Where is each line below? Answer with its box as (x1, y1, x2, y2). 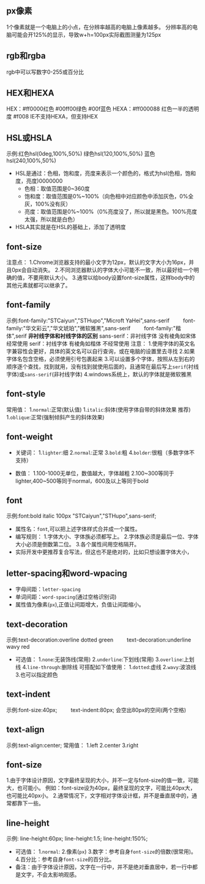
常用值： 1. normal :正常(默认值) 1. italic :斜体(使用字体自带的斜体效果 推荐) (6, 406, 191, 413)
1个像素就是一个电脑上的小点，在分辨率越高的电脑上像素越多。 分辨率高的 (6, 23, 193, 31)
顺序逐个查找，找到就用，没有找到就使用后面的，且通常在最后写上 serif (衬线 (6, 363, 199, 370)
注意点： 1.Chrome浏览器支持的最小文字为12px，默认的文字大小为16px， (6, 258, 189, 266)
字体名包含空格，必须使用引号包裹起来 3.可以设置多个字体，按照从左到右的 (6, 355, 195, 362)
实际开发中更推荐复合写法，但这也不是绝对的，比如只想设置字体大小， (15, 548, 193, 556)
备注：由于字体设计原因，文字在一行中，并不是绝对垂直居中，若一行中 (15, 863, 193, 870)
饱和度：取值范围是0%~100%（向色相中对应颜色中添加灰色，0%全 (24, 193, 194, 200)
